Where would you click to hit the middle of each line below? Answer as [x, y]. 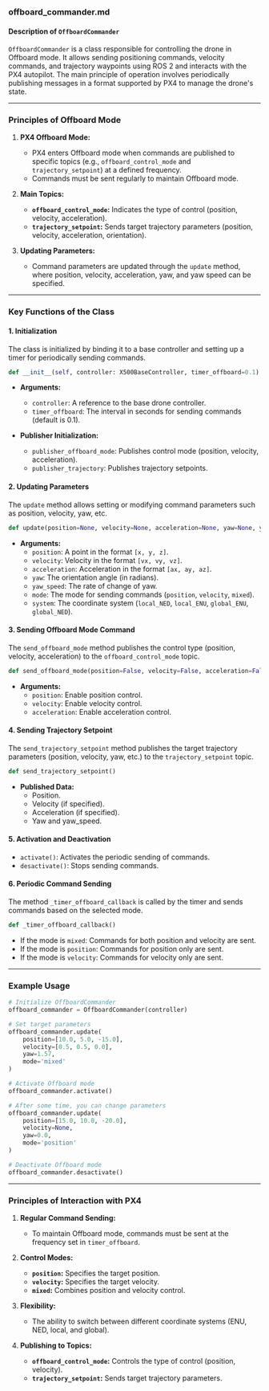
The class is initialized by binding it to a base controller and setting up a [126, 349]
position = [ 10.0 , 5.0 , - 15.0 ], [73, 1039]
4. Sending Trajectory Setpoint [60, 730]
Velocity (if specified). [68, 804]
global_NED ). [52, 611]
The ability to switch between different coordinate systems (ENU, [139, 1322]
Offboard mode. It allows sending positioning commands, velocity [117, 58]
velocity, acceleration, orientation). [89, 235]
